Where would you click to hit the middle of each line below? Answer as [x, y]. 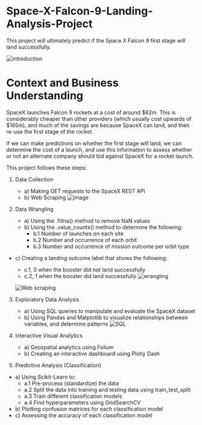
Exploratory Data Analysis [47, 299]
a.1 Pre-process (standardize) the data [71, 383]
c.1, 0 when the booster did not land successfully [85, 270]
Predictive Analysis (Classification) [58, 365]
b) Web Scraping [45, 197]
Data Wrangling [34, 209]
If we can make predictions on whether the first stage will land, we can [94, 143]
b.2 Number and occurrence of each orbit [85, 240]
